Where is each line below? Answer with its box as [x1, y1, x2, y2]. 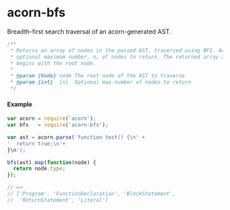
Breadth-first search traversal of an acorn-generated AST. [7, 27, 171, 36]
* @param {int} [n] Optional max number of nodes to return [10, 79, 192, 86]
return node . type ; [13, 166, 66, 172]
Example [7, 100, 33, 108]
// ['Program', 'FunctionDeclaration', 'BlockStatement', [7, 190, 176, 198]
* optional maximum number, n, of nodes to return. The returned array [10, 53, 219, 60]
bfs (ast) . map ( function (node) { [7, 159, 97, 166]
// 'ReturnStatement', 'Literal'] [7, 196, 109, 203]
